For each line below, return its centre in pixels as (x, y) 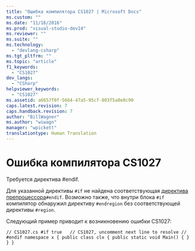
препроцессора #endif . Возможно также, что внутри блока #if (85, 197)
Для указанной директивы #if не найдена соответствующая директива (97, 190)
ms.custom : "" (24, 17)
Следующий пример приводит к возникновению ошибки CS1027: (89, 221)
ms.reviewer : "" (26, 34)
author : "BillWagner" (33, 117)
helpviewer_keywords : (33, 89)
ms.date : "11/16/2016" (34, 23)
